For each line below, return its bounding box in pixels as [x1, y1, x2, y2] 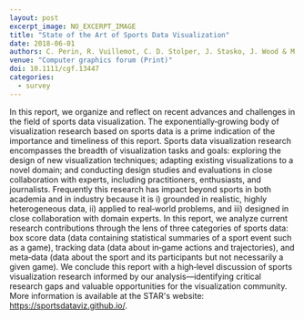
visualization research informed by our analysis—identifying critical [9, 271, 262, 282]
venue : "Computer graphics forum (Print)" [9, 56, 173, 65]
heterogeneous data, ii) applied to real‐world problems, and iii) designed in [9, 202, 289, 214]
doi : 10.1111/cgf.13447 [9, 65, 100, 74]
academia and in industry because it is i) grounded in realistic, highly [9, 193, 268, 204]
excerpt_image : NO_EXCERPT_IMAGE [9, 22, 137, 31]
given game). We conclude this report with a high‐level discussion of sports [9, 261, 293, 272]
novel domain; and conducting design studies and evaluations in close [9, 164, 273, 175]
